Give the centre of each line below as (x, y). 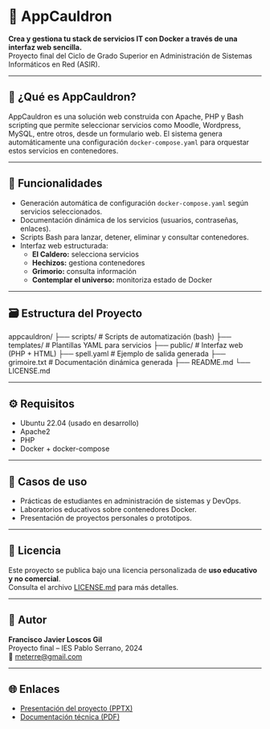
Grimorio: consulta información (84, 271)
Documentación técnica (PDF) (70, 717)
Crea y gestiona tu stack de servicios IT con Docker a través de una (123, 39)
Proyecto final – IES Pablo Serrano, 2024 (76, 648)
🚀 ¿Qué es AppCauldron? (72, 97)
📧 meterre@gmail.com (45, 656)
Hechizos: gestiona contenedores (88, 262)
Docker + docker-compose (65, 448)
